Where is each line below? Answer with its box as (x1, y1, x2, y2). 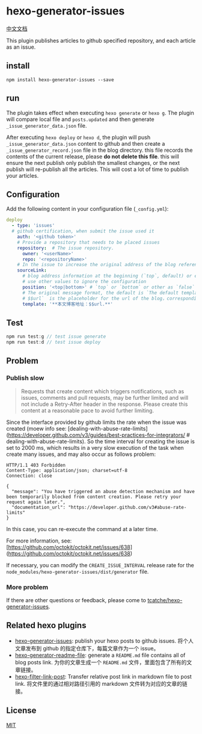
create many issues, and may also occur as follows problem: (6, 450, 156, 458)
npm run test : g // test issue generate (6, 334, 106, 340)
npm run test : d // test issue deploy (6, 339, 101, 346)
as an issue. (6, 43, 36, 51)
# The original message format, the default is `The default (22, 290, 179, 296)
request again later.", (6, 499, 66, 505)
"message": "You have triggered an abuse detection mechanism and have (11, 488, 195, 494)
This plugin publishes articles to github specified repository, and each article (6, 37, 196, 44)
